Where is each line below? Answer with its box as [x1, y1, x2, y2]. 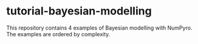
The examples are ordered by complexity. [6, 30, 111, 37]
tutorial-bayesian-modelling [6, 4, 152, 18]
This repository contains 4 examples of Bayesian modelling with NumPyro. [6, 24, 193, 31]
